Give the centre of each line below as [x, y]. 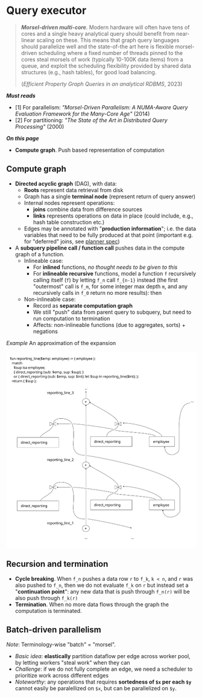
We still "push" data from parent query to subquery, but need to [112, 312]
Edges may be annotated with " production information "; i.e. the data [110, 228]
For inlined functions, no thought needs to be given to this [105, 267]
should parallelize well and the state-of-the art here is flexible [97, 47]
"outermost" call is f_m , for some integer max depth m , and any [110, 286]
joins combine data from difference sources [88, 209]
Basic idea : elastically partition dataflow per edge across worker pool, [103, 656]
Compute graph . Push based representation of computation [90, 150]
